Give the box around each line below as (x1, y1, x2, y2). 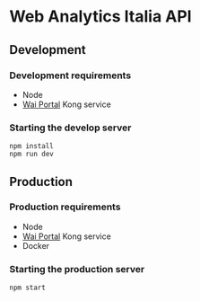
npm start (9, 283, 47, 293)
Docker (22, 240, 50, 251)
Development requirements (9, 69, 132, 82)
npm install (9, 142, 54, 151)
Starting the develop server (9, 121, 132, 134)
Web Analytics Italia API (9, 6, 192, 27)
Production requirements (9, 200, 121, 213)
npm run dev (9, 150, 54, 159)
